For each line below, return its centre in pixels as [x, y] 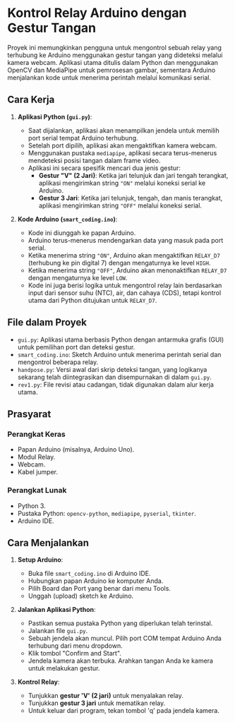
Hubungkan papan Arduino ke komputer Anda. [96, 581]
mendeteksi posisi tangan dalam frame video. [94, 160]
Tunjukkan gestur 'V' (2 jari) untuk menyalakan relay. [106, 696]
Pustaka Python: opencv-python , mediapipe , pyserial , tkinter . [107, 513]
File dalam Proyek [47, 323]
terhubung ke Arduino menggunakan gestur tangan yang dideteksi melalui [115, 55]
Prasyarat [29, 414]
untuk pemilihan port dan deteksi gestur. [76, 347]
